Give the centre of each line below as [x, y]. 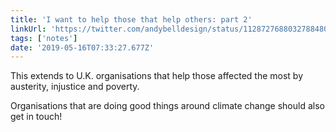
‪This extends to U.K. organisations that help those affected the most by [157, 76]
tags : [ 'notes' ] [44, 38]
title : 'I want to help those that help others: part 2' [131, 19]
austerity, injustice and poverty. [75, 87]
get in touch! [36, 117]
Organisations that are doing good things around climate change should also [167, 106]
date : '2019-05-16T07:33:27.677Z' [82, 47]
